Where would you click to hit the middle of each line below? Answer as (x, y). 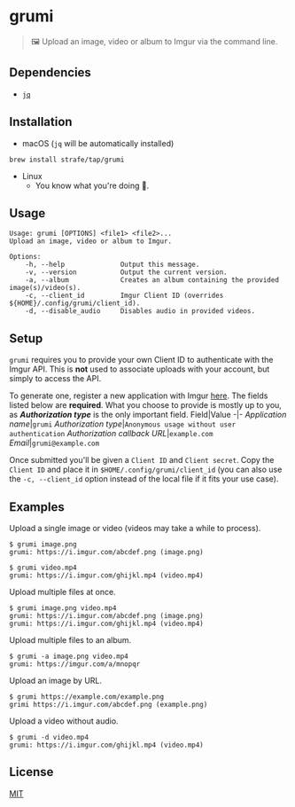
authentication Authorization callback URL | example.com (111, 434)
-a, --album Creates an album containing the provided (152, 280)
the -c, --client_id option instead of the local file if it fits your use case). (144, 479)
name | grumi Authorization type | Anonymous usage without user (123, 424)
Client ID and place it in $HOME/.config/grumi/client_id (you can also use (146, 470)
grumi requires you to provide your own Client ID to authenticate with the (141, 360)
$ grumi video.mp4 (43, 568)
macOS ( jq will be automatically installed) (98, 143)
